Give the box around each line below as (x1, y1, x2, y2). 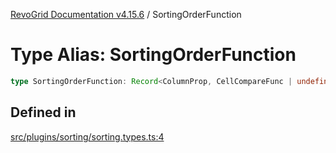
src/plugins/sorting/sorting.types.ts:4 (10, 130, 165, 143)
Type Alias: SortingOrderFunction (10, 44, 297, 66)
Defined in (10, 104, 77, 121)
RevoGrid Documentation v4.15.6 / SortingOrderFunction (10, 9, 242, 20)
